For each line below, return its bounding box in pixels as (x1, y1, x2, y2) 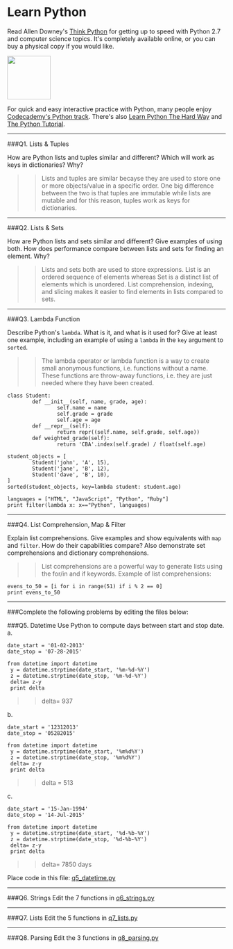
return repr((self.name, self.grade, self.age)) (56, 428, 200, 435)
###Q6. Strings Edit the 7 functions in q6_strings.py (7, 893, 155, 902)
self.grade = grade (56, 410, 113, 417)
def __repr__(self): (32, 422, 92, 430)
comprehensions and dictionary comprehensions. (7, 549, 149, 557)
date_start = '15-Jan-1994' (7, 805, 89, 812)
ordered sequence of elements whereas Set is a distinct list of (41, 273, 219, 281)
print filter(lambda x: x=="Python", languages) (7, 501, 150, 508)
